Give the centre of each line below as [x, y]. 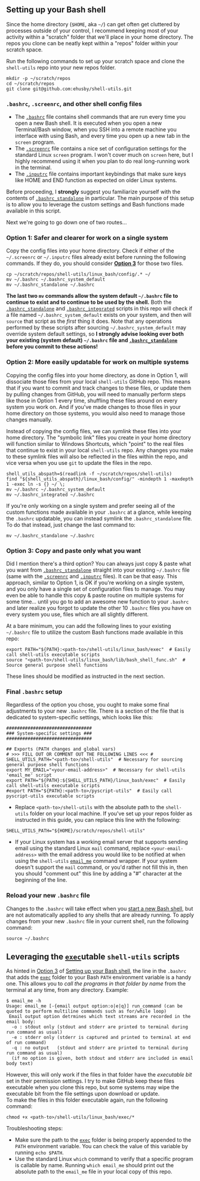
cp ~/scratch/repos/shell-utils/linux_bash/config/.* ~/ [79, 275]
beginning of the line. [41, 880]
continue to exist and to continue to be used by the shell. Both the [89, 302]
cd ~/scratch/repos [30, 84]
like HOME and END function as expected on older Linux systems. [96, 180]
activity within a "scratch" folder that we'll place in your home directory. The [100, 37]
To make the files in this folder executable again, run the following [87, 1100]
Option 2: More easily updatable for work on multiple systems [98, 362]
